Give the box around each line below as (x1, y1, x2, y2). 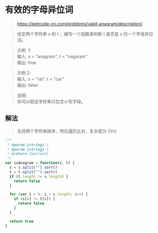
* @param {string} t (7, 147, 49, 152)
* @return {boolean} (7, 152, 49, 156)
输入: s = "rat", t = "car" (17, 76, 64, 82)
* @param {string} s (7, 142, 49, 147)
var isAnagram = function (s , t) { (5, 160, 75, 166)
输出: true (17, 59, 36, 65)
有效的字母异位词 (5, 4, 74, 16)
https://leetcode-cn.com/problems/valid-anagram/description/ (17, 20, 142, 27)
